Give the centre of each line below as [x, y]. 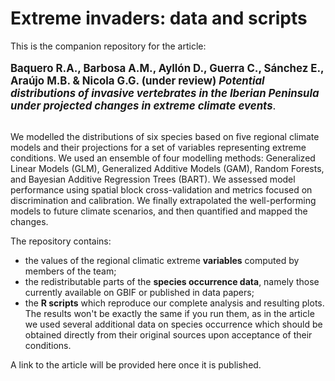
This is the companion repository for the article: [108, 46]
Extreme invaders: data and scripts [159, 18]
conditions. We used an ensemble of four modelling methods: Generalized [163, 158]
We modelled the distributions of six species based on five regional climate [165, 136]
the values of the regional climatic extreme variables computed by [162, 260]
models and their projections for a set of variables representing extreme [158, 147]
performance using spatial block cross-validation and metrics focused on [161, 189]
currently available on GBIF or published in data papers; [139, 292]
